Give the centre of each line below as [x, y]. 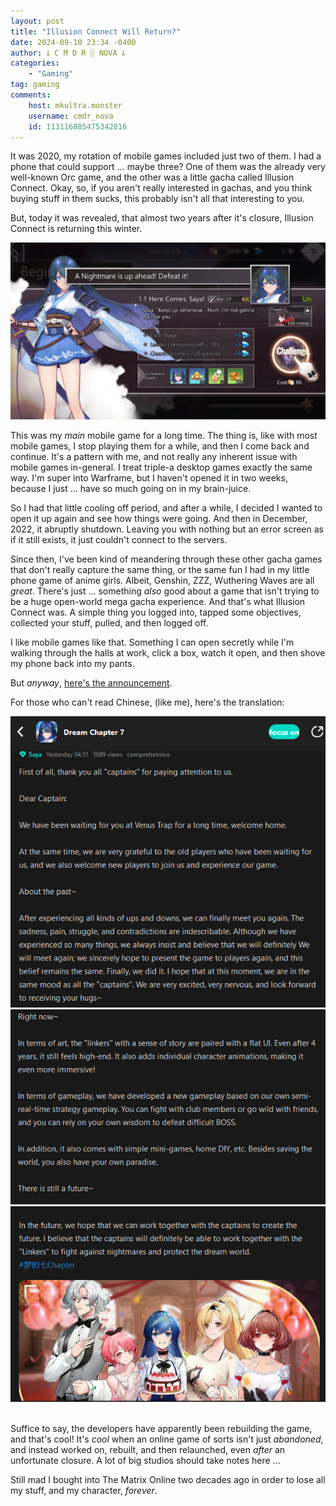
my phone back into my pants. [72, 663]
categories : [35, 63]
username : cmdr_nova [71, 116]
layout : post [37, 21]
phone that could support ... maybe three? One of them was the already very [168, 167]
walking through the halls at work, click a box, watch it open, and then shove [168, 652]
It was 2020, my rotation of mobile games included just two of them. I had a [166, 156]
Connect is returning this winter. [76, 229]
